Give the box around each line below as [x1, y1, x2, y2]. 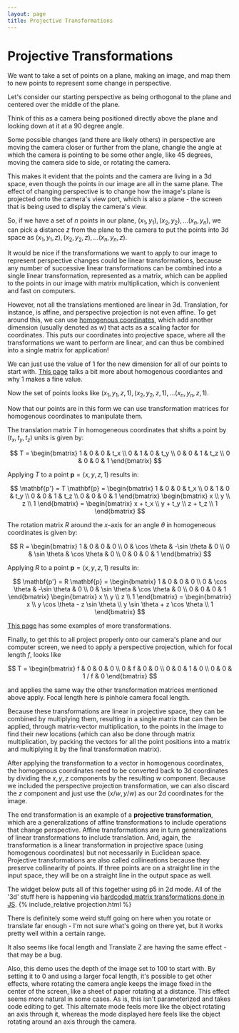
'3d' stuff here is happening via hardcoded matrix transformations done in [7, 892, 225, 901]
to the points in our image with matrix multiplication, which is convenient [7, 279, 220, 287]
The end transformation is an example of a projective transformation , [7, 810, 213, 819]
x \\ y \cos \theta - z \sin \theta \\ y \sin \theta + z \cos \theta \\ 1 [26, 600, 214, 609]
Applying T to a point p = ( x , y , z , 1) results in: [7, 470, 139, 479]
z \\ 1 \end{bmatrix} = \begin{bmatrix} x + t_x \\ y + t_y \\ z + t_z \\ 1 [21, 499, 218, 507]
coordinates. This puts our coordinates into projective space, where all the [7, 331, 226, 340]
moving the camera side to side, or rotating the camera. [7, 158, 171, 167]
